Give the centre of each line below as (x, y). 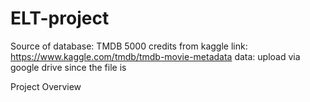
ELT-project (60, 18)
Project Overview (46, 86)
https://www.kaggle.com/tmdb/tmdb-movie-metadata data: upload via (155, 56)
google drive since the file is (68, 67)
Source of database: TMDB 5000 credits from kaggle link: (129, 46)
